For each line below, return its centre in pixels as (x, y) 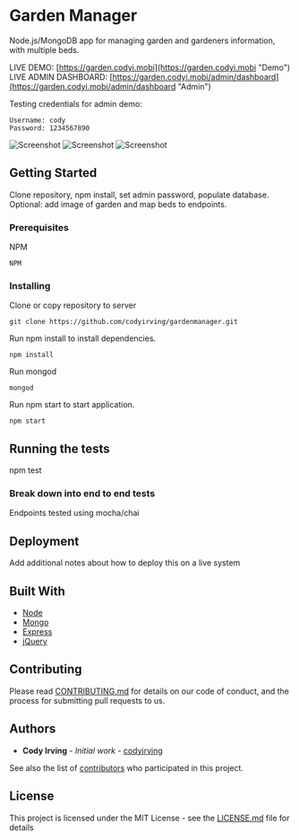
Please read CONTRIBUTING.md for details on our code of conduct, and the (149, 691)
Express (37, 632)
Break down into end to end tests (82, 494)
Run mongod (33, 372)
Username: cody (38, 120)
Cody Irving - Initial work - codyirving (92, 750)
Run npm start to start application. (72, 405)
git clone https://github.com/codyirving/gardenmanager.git (124, 322)
